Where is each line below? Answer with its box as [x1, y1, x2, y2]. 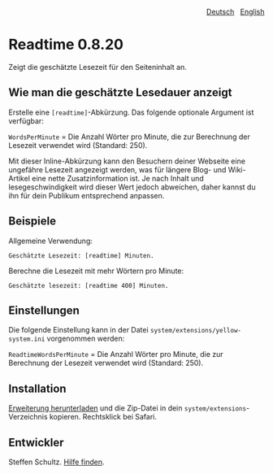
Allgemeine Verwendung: [8, 236, 93, 246]
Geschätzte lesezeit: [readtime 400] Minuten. [8, 281, 169, 289]
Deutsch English [206, 7, 265, 16]
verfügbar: [8, 115, 45, 125]
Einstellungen [8, 303, 80, 317]
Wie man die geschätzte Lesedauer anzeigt [8, 85, 232, 100]
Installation [8, 381, 67, 395]
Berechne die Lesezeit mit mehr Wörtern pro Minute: [8, 266, 184, 276]
